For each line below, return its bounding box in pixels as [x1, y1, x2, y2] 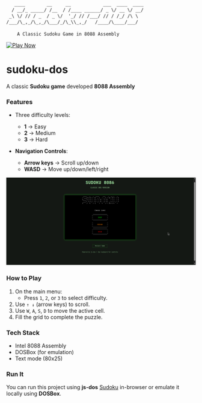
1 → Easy [23, 123, 47, 130]
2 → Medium [23, 130, 56, 137]
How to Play [6, 274, 42, 283]
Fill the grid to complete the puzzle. [14, 313, 103, 320]
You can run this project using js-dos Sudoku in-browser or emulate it [6, 384, 180, 391]
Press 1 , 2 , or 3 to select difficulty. [23, 294, 108, 301]
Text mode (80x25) [14, 355, 63, 362]
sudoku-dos [6, 63, 69, 77]
